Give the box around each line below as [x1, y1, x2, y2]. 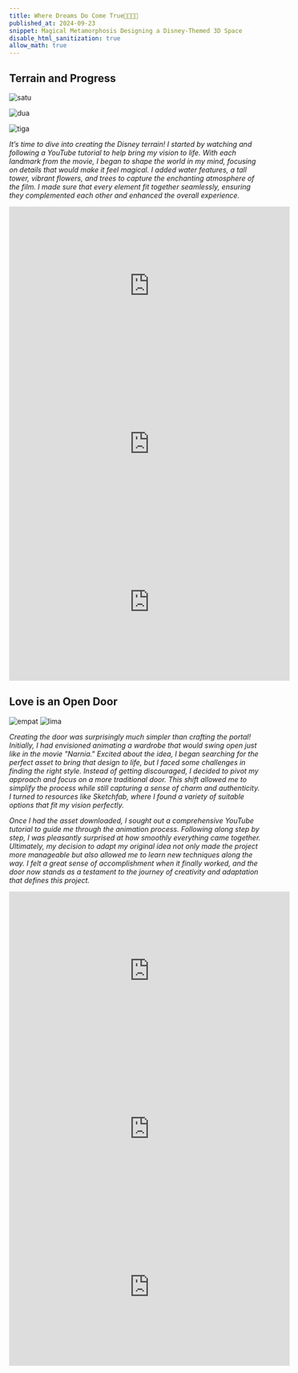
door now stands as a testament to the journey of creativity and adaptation [9, 866, 259, 876]
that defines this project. [9, 875, 91, 885]
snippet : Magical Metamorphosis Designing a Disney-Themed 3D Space [9, 26, 243, 35]
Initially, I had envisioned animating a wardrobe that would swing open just [9, 740, 257, 750]
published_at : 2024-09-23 [9, 19, 95, 27]
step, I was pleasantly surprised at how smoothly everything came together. [9, 833, 261, 842]
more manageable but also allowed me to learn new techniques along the [9, 849, 253, 859]
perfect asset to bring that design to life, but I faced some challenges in [9, 757, 246, 767]
